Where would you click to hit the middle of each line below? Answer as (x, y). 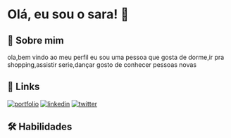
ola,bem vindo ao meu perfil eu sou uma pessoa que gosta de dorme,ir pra (116, 57)
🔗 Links (24, 87)
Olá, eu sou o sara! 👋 (68, 14)
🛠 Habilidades (40, 127)
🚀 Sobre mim (36, 40)
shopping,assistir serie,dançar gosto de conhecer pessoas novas (102, 65)
